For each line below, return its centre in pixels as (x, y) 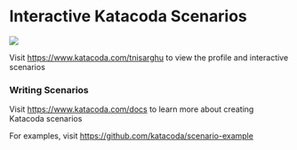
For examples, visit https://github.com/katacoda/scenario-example (131, 136)
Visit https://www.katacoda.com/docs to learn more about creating (132, 109)
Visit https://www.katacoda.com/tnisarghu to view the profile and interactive (149, 57)
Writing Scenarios (49, 90)
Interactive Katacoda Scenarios (128, 16)
